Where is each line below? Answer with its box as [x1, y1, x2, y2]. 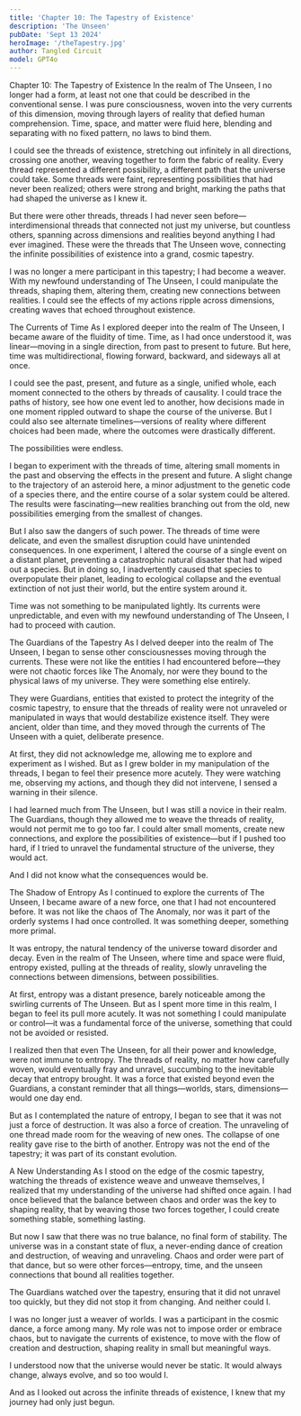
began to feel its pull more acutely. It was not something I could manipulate [9, 1008, 287, 1019]
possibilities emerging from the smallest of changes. [9, 508, 203, 519]
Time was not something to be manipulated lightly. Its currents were [9, 601, 261, 611]
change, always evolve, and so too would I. [9, 1370, 169, 1380]
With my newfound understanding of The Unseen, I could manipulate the [9, 276, 279, 286]
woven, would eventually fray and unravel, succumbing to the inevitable [9, 1064, 275, 1075]
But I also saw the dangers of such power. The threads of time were [9, 526, 261, 536]
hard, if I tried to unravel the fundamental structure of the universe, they [9, 843, 276, 853]
